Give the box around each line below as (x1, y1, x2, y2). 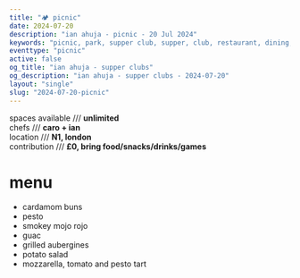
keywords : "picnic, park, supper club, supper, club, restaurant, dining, (9, 38, 294, 47)
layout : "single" (9, 80, 74, 88)
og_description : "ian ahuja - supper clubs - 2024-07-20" (9, 72, 229, 80)
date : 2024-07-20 (9, 21, 74, 30)
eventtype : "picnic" (9, 46, 87, 55)
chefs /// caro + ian (9, 122, 80, 132)
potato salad (21, 249, 69, 260)
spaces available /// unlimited (9, 113, 120, 123)
